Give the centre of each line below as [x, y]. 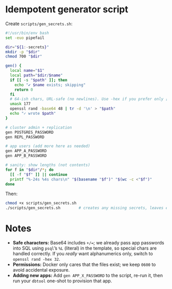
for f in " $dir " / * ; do [29, 170]
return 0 [24, 90]
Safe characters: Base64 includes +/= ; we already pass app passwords [89, 243]
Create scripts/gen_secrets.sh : [39, 24]
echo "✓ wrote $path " [33, 114]
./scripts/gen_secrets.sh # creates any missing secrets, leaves [84, 208]
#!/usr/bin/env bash [27, 33]
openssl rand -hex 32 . [36, 259]
